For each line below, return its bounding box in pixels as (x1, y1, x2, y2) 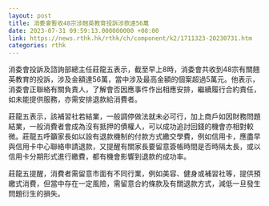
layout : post (8, 11, 52, 20)
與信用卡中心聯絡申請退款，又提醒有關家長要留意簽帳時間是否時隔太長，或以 (8, 142, 261, 151)
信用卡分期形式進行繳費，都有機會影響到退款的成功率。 (8, 151, 191, 161)
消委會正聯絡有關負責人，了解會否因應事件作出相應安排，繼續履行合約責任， (8, 85, 261, 95)
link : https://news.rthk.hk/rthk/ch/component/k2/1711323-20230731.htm (8, 34, 252, 42)
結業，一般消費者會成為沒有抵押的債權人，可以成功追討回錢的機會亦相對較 (8, 122, 254, 131)
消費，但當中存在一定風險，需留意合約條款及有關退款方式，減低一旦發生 (22, 179, 261, 188)
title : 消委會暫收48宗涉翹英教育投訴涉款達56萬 (8, 19, 150, 27)
